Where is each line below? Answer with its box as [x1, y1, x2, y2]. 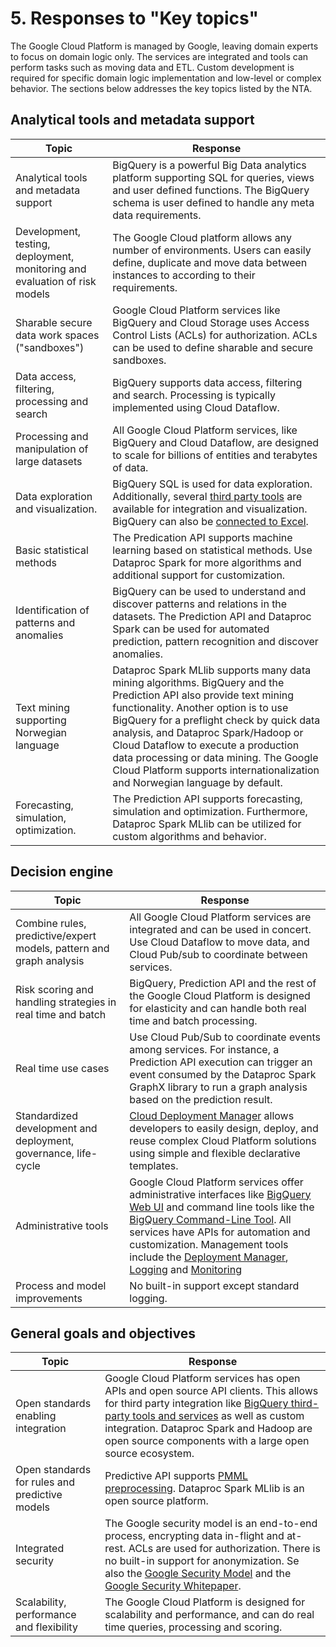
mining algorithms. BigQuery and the [112, 675, 285, 689]
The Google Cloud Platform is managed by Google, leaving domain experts [10, 40, 319, 52]
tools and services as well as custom [132, 1409, 305, 1423]
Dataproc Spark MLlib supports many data [112, 663, 312, 677]
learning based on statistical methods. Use [112, 543, 313, 557]
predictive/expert [15, 928, 97, 942]
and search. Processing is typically [112, 388, 276, 402]
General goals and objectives [10, 1325, 196, 1342]
